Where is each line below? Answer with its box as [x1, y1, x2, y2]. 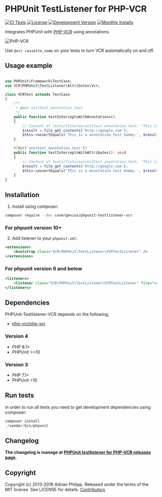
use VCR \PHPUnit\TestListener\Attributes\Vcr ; [5, 83, 100, 88]
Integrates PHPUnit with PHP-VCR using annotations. [5, 29, 110, 34]
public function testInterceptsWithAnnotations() [13, 114, 116, 119]
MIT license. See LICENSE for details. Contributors [5, 487, 105, 493]
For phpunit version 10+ [5, 224, 62, 231]
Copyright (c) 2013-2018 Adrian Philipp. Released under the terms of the [5, 481, 148, 487]
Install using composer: [12, 203, 59, 209]
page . [5, 454, 17, 461]
